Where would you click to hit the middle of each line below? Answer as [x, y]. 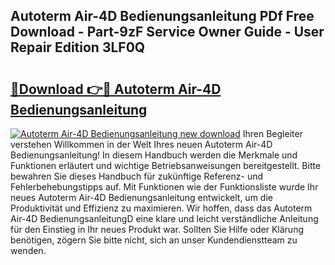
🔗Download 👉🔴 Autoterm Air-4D [116, 89]
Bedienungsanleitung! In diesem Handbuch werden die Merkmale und [154, 155]
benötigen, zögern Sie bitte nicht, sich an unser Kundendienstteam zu [154, 240]
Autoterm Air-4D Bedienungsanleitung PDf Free [162, 16]
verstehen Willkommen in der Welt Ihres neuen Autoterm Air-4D [141, 144]
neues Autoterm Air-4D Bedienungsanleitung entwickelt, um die [141, 197]
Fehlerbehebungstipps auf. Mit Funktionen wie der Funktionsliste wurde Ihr [164, 187]
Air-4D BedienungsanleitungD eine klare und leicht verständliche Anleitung [164, 218]
